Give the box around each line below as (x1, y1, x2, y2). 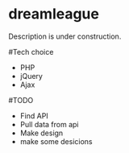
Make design (19, 128, 64, 138)
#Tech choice (8, 47, 54, 56)
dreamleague (8, 5, 99, 23)
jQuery (19, 71, 43, 81)
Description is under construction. (8, 31, 122, 41)
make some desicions (19, 136, 93, 146)
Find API (19, 110, 48, 121)
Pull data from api (19, 119, 79, 129)
